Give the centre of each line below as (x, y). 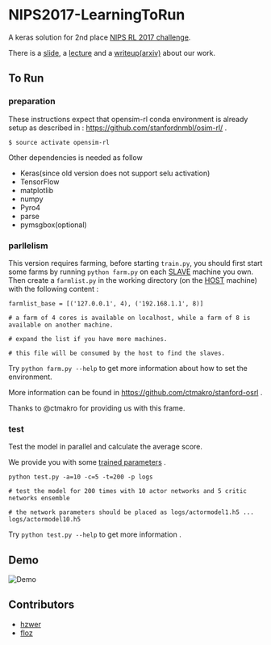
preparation (32, 101)
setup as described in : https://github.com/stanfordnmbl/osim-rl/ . (118, 128)
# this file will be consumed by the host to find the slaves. (117, 353)
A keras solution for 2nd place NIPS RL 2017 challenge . (100, 37)
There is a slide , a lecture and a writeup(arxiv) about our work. (112, 53)
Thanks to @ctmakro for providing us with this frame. (97, 408)
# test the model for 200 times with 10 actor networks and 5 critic (128, 491)
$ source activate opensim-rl (59, 142)
